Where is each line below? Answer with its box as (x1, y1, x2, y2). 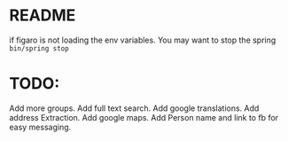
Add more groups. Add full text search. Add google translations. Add (9, 103, 260, 114)
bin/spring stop (9, 43, 69, 53)
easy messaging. (9, 121, 72, 132)
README (9, 5, 76, 26)
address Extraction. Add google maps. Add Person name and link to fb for (9, 112, 279, 122)
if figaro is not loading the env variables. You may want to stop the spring (9, 35, 276, 45)
